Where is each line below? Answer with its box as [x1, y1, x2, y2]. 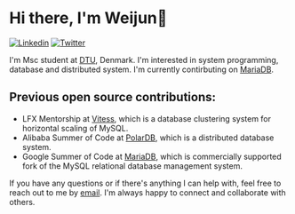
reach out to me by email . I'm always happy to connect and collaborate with [9, 186, 286, 198]
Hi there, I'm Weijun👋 [9, 8, 168, 28]
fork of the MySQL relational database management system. [21, 160, 243, 171]
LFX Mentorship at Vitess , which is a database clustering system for [21, 113, 272, 123]
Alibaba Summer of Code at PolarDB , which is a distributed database [21, 132, 275, 143]
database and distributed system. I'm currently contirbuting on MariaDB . [9, 64, 274, 75]
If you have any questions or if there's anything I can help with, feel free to [9, 178, 282, 188]
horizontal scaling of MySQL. [21, 123, 129, 133]
